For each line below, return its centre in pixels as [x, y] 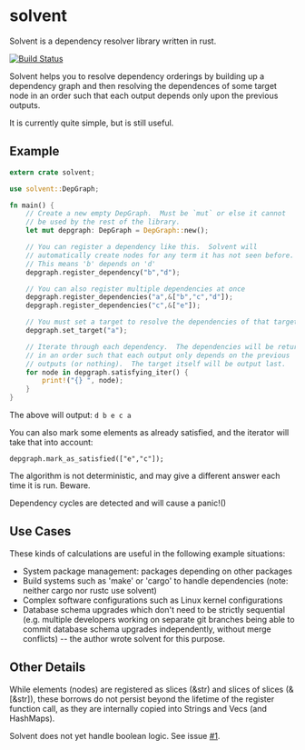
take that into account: [51, 442]
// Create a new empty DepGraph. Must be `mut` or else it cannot [156, 214]
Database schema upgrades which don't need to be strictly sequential [154, 609]
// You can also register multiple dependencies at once [136, 289]
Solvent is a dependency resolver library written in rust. [113, 41]
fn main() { [32, 205]
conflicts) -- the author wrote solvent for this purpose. [123, 638]
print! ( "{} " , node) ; [83, 381]
